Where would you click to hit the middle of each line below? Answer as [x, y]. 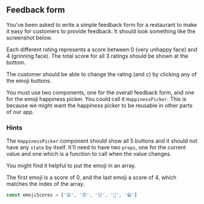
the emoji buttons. [29, 80]
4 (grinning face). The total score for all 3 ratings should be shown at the [97, 56]
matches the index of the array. [45, 184]
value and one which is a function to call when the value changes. [89, 154]
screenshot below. [30, 37]
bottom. [16, 62]
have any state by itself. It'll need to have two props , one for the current [96, 147]
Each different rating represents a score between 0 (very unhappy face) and [102, 49]
